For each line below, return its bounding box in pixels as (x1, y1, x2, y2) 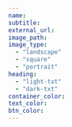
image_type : (8, 41, 47, 49)
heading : (8, 70, 37, 78)
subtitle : (8, 19, 41, 27)
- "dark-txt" (15, 84, 59, 93)
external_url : (8, 26, 55, 34)
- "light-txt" (15, 77, 62, 85)
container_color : (8, 92, 66, 100)
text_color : (8, 99, 47, 107)
